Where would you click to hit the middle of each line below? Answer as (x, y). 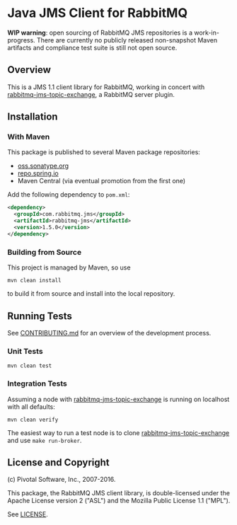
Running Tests (40, 316)
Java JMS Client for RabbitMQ (98, 13)
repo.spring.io (38, 173)
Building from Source (45, 252)
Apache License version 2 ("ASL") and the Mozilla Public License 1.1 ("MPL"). (119, 501)
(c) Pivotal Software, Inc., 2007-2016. (62, 480)
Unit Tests (25, 351)
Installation (33, 117)
